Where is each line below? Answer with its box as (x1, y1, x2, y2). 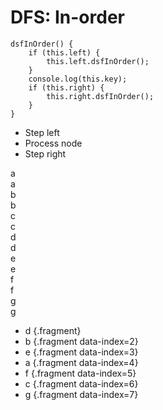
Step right (24, 147, 67, 160)
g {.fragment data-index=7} (24, 388, 139, 400)
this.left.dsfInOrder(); (46, 56, 150, 66)
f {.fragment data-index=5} (24, 367, 137, 379)
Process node (24, 137, 83, 149)
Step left (24, 126, 60, 138)
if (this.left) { (28, 47, 101, 58)
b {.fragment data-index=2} (24, 335, 139, 347)
